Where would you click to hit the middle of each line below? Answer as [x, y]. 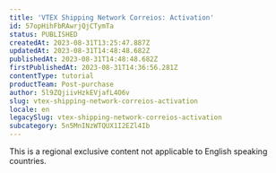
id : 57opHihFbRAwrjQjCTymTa [62, 26]
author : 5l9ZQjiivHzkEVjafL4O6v [69, 92]
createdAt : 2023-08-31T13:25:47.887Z [80, 43]
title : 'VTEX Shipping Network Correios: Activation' [112, 17]
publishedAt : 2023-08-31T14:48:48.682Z [84, 59]
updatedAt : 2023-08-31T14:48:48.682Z [80, 51]
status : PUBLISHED [43, 34]
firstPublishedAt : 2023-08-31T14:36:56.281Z [94, 68]
